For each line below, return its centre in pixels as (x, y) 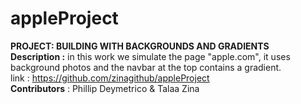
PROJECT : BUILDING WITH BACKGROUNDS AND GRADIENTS (140, 46)
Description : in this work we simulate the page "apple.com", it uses (150, 56)
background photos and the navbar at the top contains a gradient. (146, 67)
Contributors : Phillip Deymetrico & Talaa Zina (105, 88)
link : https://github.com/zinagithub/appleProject (110, 78)
